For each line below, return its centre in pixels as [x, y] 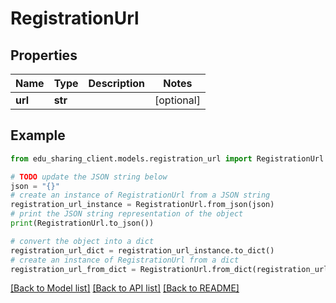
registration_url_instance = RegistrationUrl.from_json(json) [142, 205]
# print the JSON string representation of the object [127, 214]
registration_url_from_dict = [73, 269]
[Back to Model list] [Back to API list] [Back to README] [125, 288]
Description [116, 83]
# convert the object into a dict [82, 241]
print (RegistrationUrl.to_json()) [82, 223]
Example [38, 135]
